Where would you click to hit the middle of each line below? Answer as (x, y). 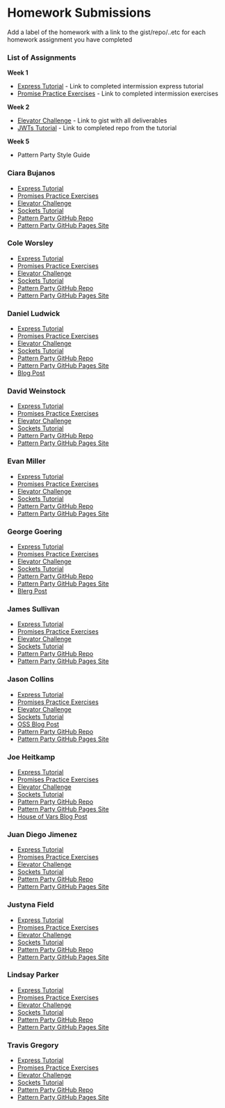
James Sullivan (34, 609)
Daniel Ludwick (34, 313)
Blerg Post (32, 591)
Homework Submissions (79, 13)
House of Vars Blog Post (52, 816)
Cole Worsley (30, 243)
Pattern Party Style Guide (53, 155)
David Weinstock (36, 391)
